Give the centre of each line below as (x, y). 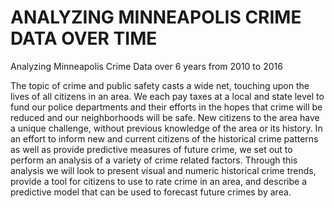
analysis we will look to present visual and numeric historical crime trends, (163, 170)
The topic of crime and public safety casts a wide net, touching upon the (160, 85)
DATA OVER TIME (84, 38)
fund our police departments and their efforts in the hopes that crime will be (166, 107)
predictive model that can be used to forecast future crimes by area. (151, 192)
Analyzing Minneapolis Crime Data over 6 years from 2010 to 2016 (146, 66)
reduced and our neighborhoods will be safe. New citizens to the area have (165, 117)
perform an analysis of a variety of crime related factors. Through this (154, 160)
